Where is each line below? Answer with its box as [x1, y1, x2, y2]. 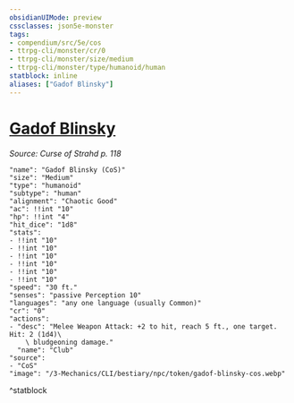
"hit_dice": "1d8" [9, 220, 78, 229]
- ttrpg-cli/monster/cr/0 [9, 47, 105, 56]
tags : [9, 30, 29, 39]
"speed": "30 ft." [9, 283, 78, 292]
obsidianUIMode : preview [9, 13, 102, 22]
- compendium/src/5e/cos [9, 38, 102, 47]
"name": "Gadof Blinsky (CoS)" [9, 165, 126, 175]
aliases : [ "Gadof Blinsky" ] [9, 80, 114, 89]
